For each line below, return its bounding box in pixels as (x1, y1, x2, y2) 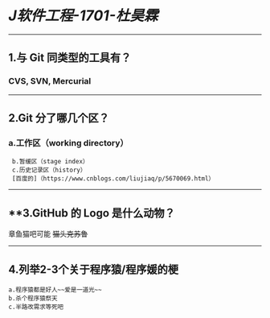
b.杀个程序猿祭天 (8, 294, 58, 302)
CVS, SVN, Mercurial (8, 76, 92, 87)
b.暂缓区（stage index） (11, 158, 89, 166)
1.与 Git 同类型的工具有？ (8, 51, 132, 64)
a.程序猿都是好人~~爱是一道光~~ (8, 286, 102, 294)
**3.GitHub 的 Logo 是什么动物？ (8, 206, 175, 220)
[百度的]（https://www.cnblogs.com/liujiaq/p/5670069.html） (11, 175, 215, 183)
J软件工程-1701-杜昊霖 (8, 6, 158, 25)
